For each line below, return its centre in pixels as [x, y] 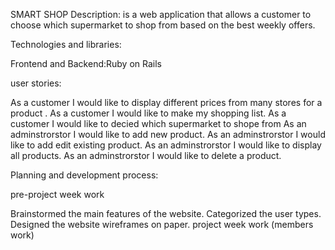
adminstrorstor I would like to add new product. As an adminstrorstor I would [168, 134]
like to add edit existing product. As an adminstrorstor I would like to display [166, 145]
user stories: [36, 83]
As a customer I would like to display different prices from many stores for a [166, 102]
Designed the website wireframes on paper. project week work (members [162, 224]
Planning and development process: [84, 175]
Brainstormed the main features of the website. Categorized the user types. [166, 213]
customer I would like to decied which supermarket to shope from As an [158, 123]
